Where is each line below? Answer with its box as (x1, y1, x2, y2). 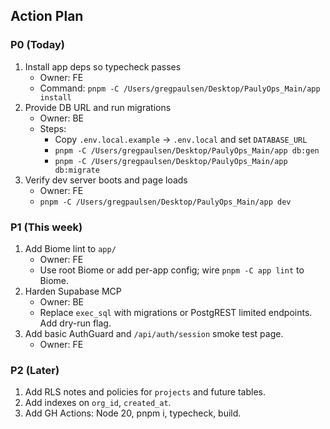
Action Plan (10, 8, 84, 25)
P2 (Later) (10, 363, 60, 377)
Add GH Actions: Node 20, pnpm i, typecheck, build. (24, 407, 242, 419)
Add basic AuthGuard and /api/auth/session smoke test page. (24, 327, 284, 339)
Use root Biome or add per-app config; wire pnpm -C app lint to (39, 264, 305, 276)
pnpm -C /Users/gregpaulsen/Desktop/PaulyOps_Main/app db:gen (54, 145, 320, 156)
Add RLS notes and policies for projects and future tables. (24, 386, 266, 398)
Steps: (39, 122, 67, 134)
